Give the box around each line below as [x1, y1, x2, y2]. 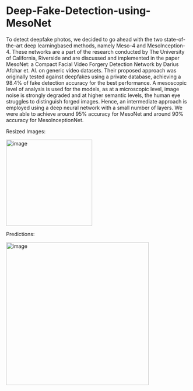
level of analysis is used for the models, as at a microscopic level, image [6, 85, 180, 92]
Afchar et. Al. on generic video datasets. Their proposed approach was [6, 67, 177, 74]
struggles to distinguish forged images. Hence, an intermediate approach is [6, 98, 187, 105]
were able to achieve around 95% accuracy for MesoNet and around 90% [6, 110, 184, 117]
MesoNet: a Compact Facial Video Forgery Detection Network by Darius [6, 60, 179, 68]
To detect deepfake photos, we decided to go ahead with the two [6, 36, 163, 43]
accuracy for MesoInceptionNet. [6, 116, 84, 123]
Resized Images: [6, 127, 46, 135]
